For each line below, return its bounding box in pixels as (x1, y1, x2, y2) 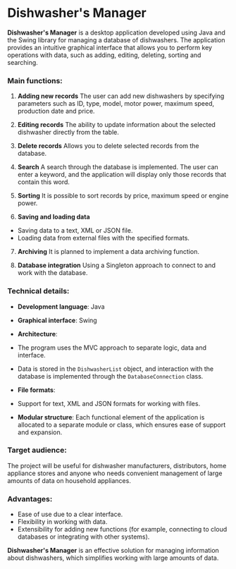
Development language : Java (17, 302, 105, 311)
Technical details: (7, 286, 70, 296)
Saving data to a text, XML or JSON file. (17, 226, 133, 235)
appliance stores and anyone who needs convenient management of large (7, 469, 223, 477)
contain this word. (17, 178, 70, 186)
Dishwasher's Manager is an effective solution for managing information (7, 546, 220, 555)
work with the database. (17, 269, 88, 277)
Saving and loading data (17, 213, 90, 221)
